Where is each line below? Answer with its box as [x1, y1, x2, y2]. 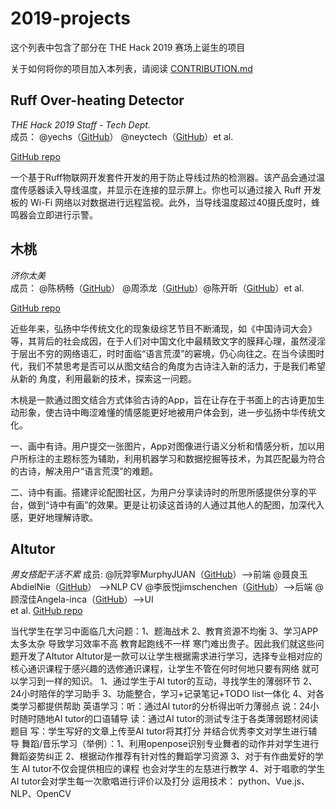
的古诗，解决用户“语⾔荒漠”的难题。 [10, 465, 159, 477]
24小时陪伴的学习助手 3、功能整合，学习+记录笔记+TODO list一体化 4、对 [10, 688, 317, 700]
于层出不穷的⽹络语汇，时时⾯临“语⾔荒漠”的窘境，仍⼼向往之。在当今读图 [10, 347, 317, 359]
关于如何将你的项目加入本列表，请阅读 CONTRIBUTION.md [10, 62, 253, 74]
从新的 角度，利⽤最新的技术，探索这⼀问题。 [10, 372, 197, 384]
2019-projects [10, 7, 131, 30]
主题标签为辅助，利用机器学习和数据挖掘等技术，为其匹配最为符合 [53, 452, 326, 464]
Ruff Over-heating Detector [10, 92, 185, 109]
